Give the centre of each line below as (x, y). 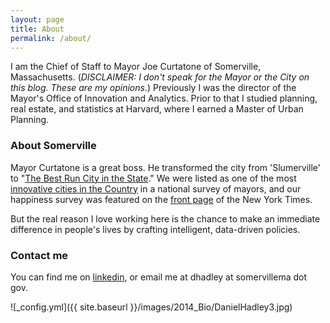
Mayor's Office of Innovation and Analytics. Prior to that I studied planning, (164, 98)
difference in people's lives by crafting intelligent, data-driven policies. (155, 229)
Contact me (39, 255)
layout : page (37, 19)
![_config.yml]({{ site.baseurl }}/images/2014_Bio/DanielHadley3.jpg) (151, 307)
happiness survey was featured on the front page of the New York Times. (161, 199)
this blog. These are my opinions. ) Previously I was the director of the (153, 88)
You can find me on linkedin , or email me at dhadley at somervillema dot (158, 277)
